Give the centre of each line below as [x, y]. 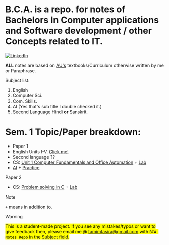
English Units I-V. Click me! [41, 151]
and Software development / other [79, 31]
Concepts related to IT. [54, 42]
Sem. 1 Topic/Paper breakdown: [73, 132]
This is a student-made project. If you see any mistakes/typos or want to [81, 226]
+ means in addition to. [29, 207]
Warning [14, 216]
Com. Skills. [25, 101]
